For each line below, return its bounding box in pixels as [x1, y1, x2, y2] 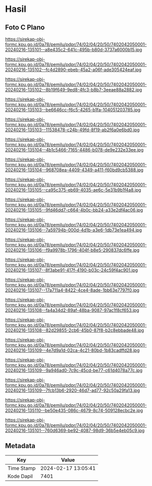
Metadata [5, 442, 36, 450]
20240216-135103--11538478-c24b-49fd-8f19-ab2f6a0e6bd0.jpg [5, 127, 140, 133]
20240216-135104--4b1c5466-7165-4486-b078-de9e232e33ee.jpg [5, 147, 144, 152]
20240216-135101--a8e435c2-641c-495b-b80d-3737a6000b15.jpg [5, 47, 142, 52]
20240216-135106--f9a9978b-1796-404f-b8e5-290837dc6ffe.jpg [5, 247, 140, 253]
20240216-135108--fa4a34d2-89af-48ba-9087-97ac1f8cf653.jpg [5, 307, 139, 313]
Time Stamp [7, 465, 36, 472]
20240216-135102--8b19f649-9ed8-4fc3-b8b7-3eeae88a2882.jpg [5, 87, 142, 92]
